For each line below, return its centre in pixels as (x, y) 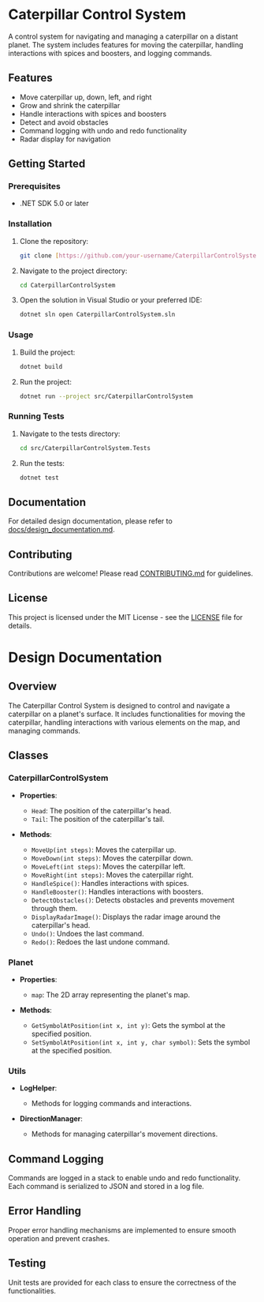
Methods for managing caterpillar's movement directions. (125, 1134)
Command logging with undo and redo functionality (103, 130)
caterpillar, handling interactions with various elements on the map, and (124, 722)
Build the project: (47, 352)
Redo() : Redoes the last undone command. (100, 942)
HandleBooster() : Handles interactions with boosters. (117, 891)
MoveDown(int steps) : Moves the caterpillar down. (112, 857)
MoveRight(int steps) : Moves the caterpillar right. (112, 875)
